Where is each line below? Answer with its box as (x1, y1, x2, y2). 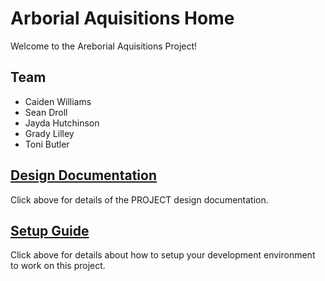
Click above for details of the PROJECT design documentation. (10, 193, 269, 206)
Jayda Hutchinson (24, 117, 100, 129)
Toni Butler (24, 138, 70, 150)
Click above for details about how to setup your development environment (10, 249, 316, 261)
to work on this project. (10, 260, 106, 272)
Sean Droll (24, 106, 68, 118)
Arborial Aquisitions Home (10, 7, 235, 30)
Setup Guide (10, 222, 90, 239)
